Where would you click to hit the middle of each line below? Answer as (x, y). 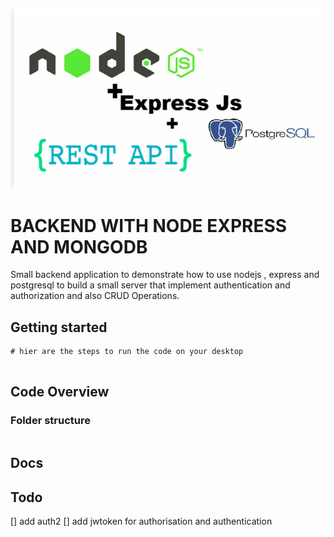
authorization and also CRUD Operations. (95, 296)
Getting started (59, 327)
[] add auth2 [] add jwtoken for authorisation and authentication (141, 521)
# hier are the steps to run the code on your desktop (127, 352)
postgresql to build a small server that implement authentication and (150, 285)
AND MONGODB (79, 246)
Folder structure (50, 421)
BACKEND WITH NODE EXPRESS (149, 225)
